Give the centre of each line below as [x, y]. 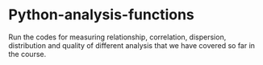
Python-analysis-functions [102, 15]
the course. [27, 54]
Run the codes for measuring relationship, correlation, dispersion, [117, 37]
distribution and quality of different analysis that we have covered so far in [132, 45]
